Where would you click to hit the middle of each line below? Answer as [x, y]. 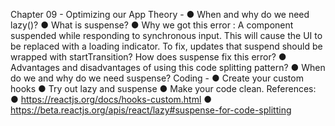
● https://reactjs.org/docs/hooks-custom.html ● [111, 99]
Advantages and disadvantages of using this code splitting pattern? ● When [168, 67]
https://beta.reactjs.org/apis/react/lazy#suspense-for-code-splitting [151, 110]
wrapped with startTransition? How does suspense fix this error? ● [148, 57]
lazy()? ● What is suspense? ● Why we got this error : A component [152, 25]
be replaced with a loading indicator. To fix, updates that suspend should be [166, 46]
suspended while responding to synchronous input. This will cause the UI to [166, 35]
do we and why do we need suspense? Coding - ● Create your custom [157, 78]
